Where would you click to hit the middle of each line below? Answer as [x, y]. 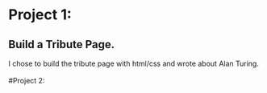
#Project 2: [27, 81]
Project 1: [40, 15]
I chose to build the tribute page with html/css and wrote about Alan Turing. [134, 63]
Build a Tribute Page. [62, 44]
